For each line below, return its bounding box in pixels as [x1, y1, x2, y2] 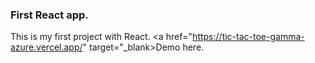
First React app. [10, 8, 89, 22]
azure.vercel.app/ [10, 41, 83, 53]
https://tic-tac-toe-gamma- [192, 31, 305, 43]
